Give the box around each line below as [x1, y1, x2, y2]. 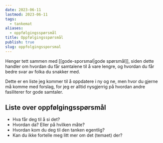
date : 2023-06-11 [5, 7, 41, 12]
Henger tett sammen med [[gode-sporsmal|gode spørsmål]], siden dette [5, 58, 154, 64]
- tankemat [9, 21, 32, 26]
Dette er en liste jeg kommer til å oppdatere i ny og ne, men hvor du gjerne [5, 78, 158, 84]
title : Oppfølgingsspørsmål [5, 35, 64, 40]
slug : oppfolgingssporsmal [5, 44, 61, 49]
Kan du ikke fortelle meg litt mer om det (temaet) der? [12, 133, 123, 139]
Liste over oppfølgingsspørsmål [5, 103, 106, 112]
